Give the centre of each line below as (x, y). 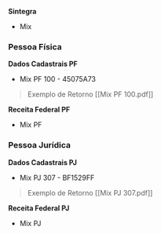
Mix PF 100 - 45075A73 (58, 79)
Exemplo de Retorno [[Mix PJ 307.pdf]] (90, 192)
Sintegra (22, 11)
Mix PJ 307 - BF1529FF (57, 177)
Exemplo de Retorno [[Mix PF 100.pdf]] (90, 94)
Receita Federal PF (39, 110)
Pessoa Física (35, 46)
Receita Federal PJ (39, 208)
